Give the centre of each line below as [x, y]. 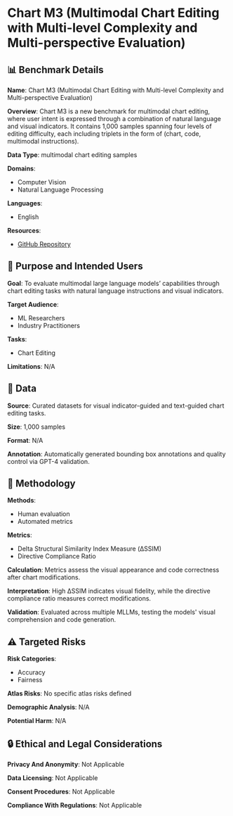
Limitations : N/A [31, 366]
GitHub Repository [44, 244]
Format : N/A [25, 440]
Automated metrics [45, 522]
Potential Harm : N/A [37, 721]
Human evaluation [44, 514]
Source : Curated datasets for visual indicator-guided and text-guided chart [116, 406]
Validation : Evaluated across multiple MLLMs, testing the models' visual [112, 612]
